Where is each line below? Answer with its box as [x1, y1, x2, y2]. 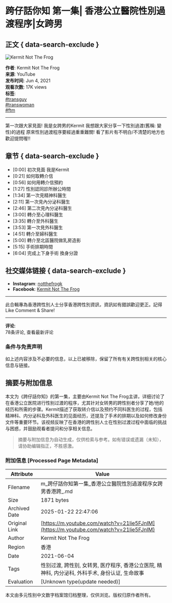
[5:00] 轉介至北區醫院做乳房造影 [12, 237, 81, 243]
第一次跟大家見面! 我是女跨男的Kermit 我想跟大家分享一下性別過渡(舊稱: [5, 122, 156, 129]
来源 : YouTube [5, 71, 36, 77]
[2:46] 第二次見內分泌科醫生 [12, 205, 73, 211]
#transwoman [5, 102, 35, 107]
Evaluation [8, 578, 33, 586]
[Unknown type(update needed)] [40, 578, 120, 586]
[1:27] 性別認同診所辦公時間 [12, 186, 71, 192]
